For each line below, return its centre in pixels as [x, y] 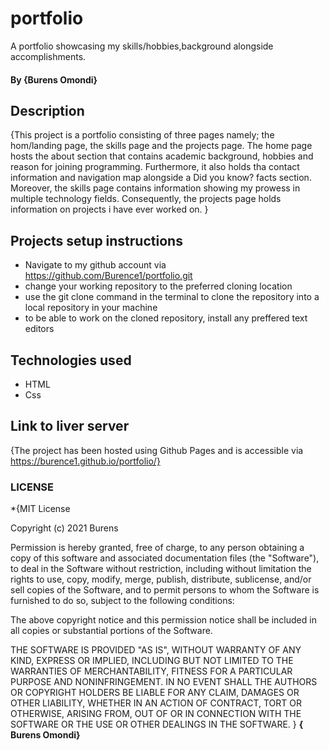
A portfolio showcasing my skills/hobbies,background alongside [142, 46]
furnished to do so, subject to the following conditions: [122, 601]
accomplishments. [48, 56]
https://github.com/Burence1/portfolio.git [108, 276]
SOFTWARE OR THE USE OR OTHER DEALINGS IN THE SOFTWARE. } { [157, 724]
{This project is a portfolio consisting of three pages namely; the [142, 135]
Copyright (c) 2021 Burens [64, 528]
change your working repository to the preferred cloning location [158, 286]
